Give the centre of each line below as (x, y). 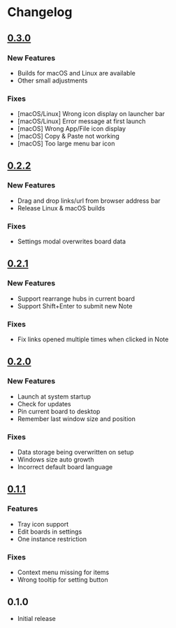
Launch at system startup (54, 397)
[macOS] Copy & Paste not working (68, 136)
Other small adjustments (52, 80)
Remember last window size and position (76, 419)
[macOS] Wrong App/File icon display (72, 129)
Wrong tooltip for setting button (63, 580)
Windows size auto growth (56, 459)
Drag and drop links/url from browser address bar (89, 201)
